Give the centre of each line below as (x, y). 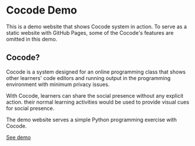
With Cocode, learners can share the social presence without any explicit (95, 95)
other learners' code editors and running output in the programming (88, 78)
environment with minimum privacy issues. (58, 84)
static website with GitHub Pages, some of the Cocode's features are (90, 32)
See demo (19, 137)
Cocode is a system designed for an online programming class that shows (96, 72)
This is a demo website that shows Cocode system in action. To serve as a (97, 26)
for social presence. (30, 108)
